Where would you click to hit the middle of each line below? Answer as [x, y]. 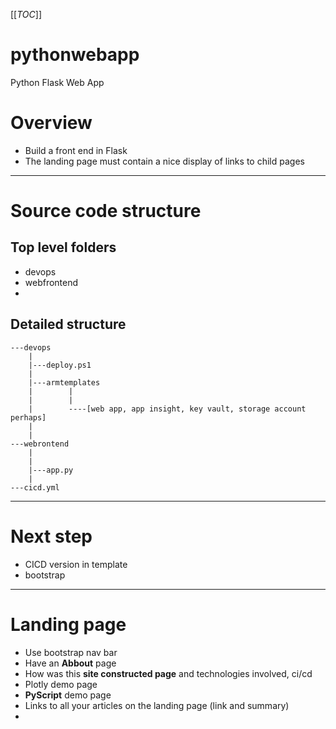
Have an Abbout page [70, 663]
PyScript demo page [68, 695]
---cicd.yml [35, 487]
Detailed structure [68, 324]
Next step [51, 536]
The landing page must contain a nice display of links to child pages [164, 161]
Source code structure [106, 211]
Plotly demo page [61, 684]
